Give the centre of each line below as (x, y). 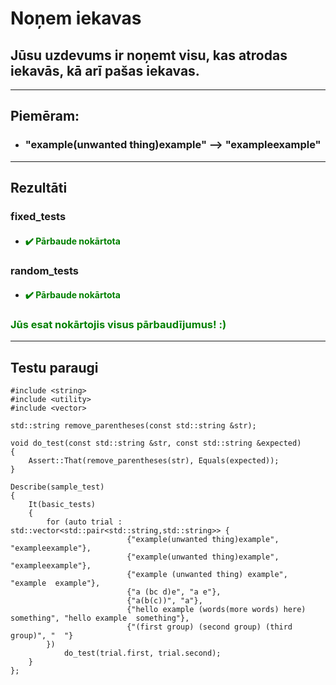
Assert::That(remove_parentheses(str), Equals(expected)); (154, 461)
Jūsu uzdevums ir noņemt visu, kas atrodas (149, 55)
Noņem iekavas (76, 18)
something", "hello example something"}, (100, 618)
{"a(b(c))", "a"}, (164, 601)
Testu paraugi (54, 367)
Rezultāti (39, 188)
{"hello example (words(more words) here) (216, 610)
